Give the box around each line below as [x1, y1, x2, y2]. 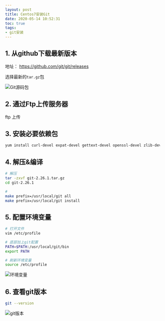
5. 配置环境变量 [5, 213, 52, 221]
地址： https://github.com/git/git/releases [5, 63, 89, 69]
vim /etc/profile [5, 231, 41, 236]
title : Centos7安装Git [5, 12, 50, 17]
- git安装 [5, 30, 24, 35]
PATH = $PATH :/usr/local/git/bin [5, 244, 69, 249]
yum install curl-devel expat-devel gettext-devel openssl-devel [5, 143, 141, 148]
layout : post [5, 7, 32, 12]
